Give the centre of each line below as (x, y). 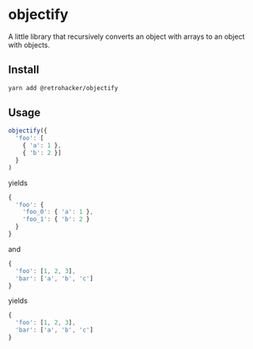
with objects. (29, 44)
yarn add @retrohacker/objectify (63, 88)
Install (24, 70)
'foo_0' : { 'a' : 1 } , (58, 212)
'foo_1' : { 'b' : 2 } (56, 219)
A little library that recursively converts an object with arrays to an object (126, 36)
